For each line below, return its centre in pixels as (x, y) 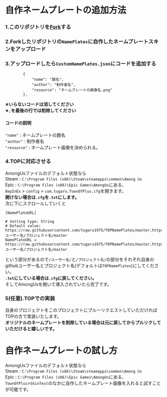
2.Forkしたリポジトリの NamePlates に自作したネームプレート (77, 42)
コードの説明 (18, 123)
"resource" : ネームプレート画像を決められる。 (53, 147)
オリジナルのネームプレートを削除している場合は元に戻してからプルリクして (83, 323)
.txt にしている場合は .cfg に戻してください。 (51, 278)
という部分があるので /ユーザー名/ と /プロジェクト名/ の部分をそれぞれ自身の (80, 259)
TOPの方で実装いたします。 (33, 316)
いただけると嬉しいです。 (31, 329)
